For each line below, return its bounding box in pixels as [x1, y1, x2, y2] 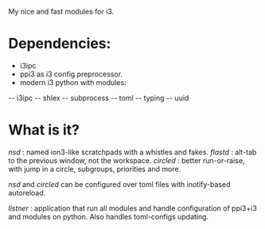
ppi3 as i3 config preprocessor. [19, 69, 123, 79]
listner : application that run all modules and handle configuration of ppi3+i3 [8, 203, 257, 213]
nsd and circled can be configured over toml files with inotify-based [8, 179, 231, 189]
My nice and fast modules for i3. [8, 7, 115, 16]
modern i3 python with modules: [19, 77, 127, 87]
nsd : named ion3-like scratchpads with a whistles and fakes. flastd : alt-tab [8, 147, 257, 157]
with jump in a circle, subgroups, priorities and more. [8, 164, 181, 173]
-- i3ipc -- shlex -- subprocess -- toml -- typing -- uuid [8, 93, 189, 103]
